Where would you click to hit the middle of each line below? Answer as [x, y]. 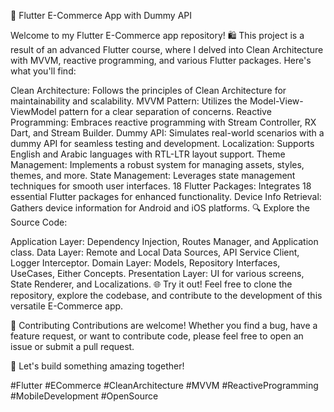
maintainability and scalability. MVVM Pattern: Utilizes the [129, 101]
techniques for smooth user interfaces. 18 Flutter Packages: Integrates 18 [161, 186]
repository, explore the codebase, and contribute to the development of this [166, 295]
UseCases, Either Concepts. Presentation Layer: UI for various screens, [157, 273]
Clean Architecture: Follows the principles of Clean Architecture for [148, 90]
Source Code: [39, 222]
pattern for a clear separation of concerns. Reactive [165, 111]
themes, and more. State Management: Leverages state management [153, 175]
